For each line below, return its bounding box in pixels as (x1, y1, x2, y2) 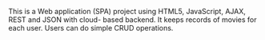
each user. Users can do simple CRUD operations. (8, 24, 174, 32)
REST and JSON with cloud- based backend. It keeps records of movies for (8, 15, 258, 24)
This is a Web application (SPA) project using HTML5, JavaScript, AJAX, (8, 7, 247, 16)
